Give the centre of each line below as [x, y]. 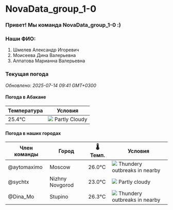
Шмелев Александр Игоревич [46, 50]
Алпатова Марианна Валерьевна [49, 61]
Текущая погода [27, 74]
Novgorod [62, 185]
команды [26, 154]
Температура [25, 110]
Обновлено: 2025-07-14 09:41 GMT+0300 [51, 85]
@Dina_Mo [21, 197]
